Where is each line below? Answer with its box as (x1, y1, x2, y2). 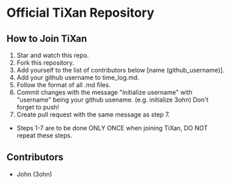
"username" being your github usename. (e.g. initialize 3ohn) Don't (16, 95, 209, 104)
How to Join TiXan (6, 33, 88, 45)
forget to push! (16, 103, 60, 111)
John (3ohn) (16, 169, 53, 178)
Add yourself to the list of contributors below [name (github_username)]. (16, 66, 225, 74)
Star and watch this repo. (16, 51, 89, 59)
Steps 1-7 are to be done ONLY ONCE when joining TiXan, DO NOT (16, 124, 208, 132)
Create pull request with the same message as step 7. (16, 110, 170, 118)
